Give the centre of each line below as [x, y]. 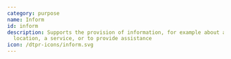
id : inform [23, 26]
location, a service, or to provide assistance [83, 39]
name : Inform [26, 20]
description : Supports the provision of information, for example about [113, 32]
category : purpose [33, 13]
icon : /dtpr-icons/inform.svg [51, 45]
